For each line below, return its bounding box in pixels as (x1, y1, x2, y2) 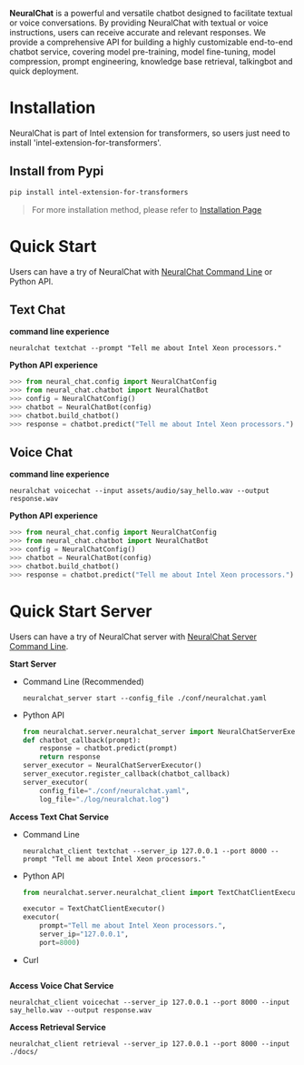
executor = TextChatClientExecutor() (22, 904, 166, 913)
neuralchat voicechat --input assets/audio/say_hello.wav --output (9, 487, 270, 496)
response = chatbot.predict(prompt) (39, 744, 178, 753)
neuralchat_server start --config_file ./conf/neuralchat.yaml (22, 693, 268, 703)
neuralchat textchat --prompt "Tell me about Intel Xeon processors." (9, 344, 282, 353)
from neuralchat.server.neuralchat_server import (22, 727, 215, 736)
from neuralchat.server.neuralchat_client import (22, 888, 215, 897)
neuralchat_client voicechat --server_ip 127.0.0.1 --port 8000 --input (9, 998, 290, 1007)
